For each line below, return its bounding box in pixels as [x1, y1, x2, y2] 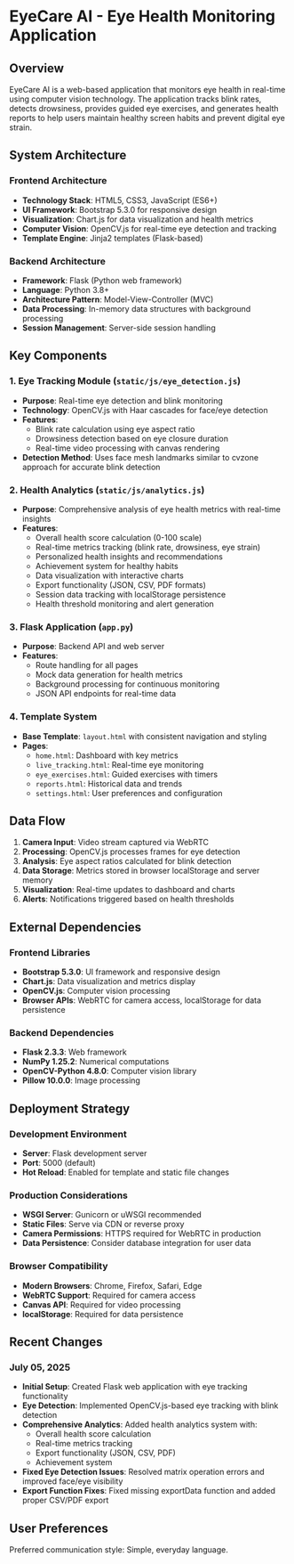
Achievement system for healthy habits [35, 560, 179, 571]
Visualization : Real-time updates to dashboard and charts [21, 884, 235, 895]
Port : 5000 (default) [21, 1158, 96, 1169]
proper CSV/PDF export [21, 1495, 109, 1506]
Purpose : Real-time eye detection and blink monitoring [21, 395, 224, 406]
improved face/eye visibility [21, 1476, 123, 1487]
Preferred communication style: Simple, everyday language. [9, 1544, 228, 1555]
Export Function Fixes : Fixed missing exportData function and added [21, 1486, 276, 1496]
